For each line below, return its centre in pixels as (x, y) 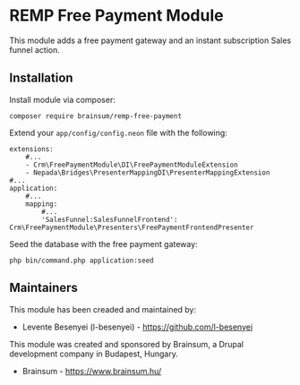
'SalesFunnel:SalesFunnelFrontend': (110, 219)
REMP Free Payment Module (116, 16)
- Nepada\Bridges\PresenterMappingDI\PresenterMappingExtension (148, 172)
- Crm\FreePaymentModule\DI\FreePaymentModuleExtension (132, 165)
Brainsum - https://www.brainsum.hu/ (92, 371)
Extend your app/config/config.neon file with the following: (119, 133)
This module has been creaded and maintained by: (103, 309)
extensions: (31, 149)
